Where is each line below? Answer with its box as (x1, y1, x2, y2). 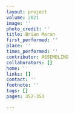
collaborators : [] (6, 59, 53, 65)
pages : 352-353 (6, 93, 45, 99)
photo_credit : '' (6, 25, 50, 32)
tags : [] (6, 88, 28, 94)
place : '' (6, 43, 31, 49)
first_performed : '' (6, 37, 59, 43)
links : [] (6, 71, 31, 77)
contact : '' (6, 76, 36, 82)
